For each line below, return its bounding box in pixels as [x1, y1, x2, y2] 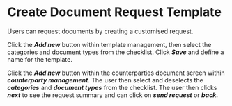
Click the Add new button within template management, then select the [7, 40, 212, 48]
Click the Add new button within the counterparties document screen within [7, 69, 225, 77]
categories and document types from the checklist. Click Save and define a [7, 48, 224, 56]
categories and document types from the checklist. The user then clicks [7, 83, 217, 91]
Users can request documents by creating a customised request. [7, 27, 194, 35]
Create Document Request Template [7, 4, 222, 20]
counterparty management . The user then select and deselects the [7, 76, 203, 84]
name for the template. [7, 55, 73, 63]
